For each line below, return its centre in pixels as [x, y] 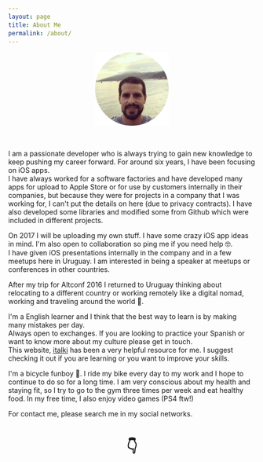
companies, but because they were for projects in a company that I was [124, 195]
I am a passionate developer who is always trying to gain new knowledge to [130, 153]
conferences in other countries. [59, 269]
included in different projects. [56, 220]
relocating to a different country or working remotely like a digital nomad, [126, 293]
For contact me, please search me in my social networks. [100, 413]
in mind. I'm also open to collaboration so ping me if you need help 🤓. [121, 244]
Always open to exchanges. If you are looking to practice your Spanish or [126, 333]
